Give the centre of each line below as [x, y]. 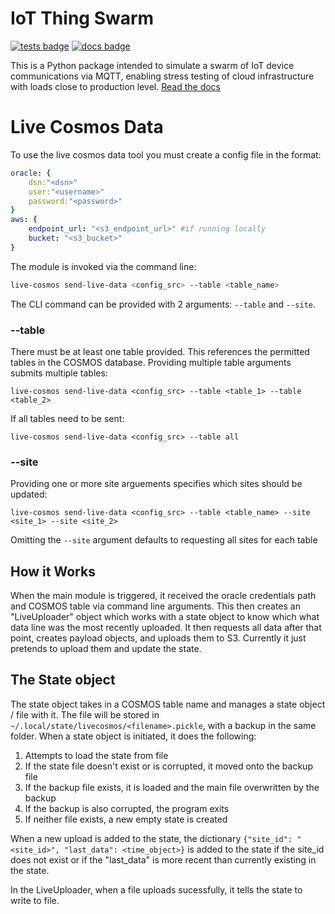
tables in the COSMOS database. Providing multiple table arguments [151, 362]
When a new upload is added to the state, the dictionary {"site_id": [151, 838]
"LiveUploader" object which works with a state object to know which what [165, 617]
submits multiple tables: [59, 373]
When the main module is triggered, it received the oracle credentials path [163, 596]
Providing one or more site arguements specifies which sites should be [156, 484]
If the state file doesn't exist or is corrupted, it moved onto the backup [168, 766]
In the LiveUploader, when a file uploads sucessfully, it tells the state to [156, 889]
